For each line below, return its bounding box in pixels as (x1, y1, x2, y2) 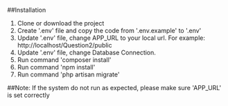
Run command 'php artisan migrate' (17, 70, 120, 78)
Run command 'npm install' (17, 63, 96, 71)
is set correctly (7, 91, 50, 99)
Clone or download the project (17, 19, 105, 27)
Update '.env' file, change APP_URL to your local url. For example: (17, 34, 206, 42)
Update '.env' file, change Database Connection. (17, 48, 156, 56)
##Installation (7, 6, 46, 14)
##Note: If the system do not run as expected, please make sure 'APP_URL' (7, 84, 222, 92)
